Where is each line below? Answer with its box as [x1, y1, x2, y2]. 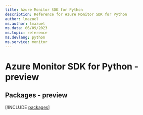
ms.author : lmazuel [5, 21, 46, 26]
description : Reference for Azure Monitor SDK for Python [5, 12, 127, 17]
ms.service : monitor [5, 40, 48, 45]
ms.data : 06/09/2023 [5, 26, 48, 31]
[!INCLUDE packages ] [5, 104, 50, 110]
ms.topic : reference [5, 30, 48, 35]
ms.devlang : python [5, 35, 46, 40]
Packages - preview [5, 91, 68, 100]
